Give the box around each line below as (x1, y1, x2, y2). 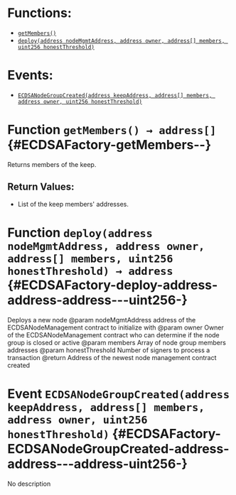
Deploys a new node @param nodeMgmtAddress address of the (7, 315, 196, 324)
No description (7, 479, 51, 488)
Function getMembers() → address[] (7, 122, 217, 138)
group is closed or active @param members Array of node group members (7, 338, 226, 347)
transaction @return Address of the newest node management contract (7, 353, 217, 361)
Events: (7, 67, 53, 83)
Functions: (7, 5, 73, 21)
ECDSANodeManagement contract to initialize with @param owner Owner (7, 323, 224, 332)
